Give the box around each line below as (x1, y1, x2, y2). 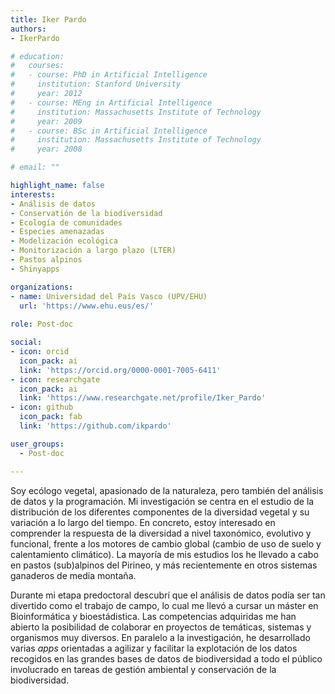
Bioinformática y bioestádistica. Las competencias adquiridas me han (10, 610, 297, 622)
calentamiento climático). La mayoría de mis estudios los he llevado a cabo (10, 548, 319, 560)
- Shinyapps (10, 264, 60, 274)
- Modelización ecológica (10, 236, 118, 246)
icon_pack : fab (19, 412, 83, 422)
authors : (10, 24, 47, 34)
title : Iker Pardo (10, 14, 87, 25)
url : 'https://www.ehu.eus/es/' (19, 301, 155, 311)
